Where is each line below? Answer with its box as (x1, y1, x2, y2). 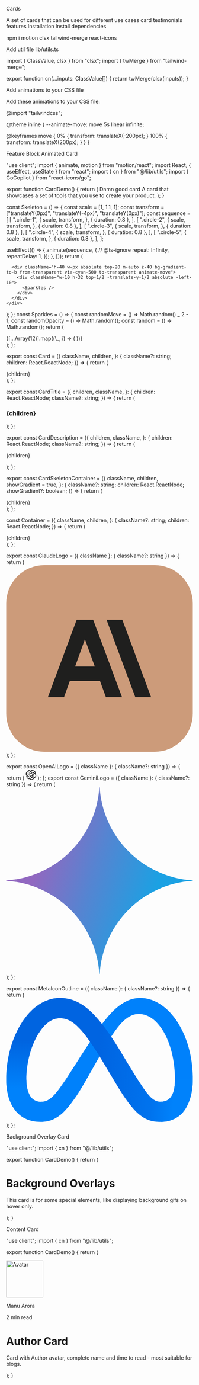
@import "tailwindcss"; (6, 110, 63, 116)
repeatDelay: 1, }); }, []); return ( (6, 253, 83, 259)
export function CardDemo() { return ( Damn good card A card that (6, 186, 169, 193)
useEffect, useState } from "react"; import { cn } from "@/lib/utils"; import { (6, 168, 189, 175)
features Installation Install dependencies (6, 23, 107, 30)
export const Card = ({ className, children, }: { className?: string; (6, 352, 172, 360)
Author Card (6, 1335, 68, 1348)
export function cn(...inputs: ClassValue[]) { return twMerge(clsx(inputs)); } (6, 75, 188, 82)
